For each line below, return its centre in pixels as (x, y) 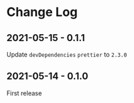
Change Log (42, 12)
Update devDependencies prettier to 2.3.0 (67, 54)
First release (24, 93)
